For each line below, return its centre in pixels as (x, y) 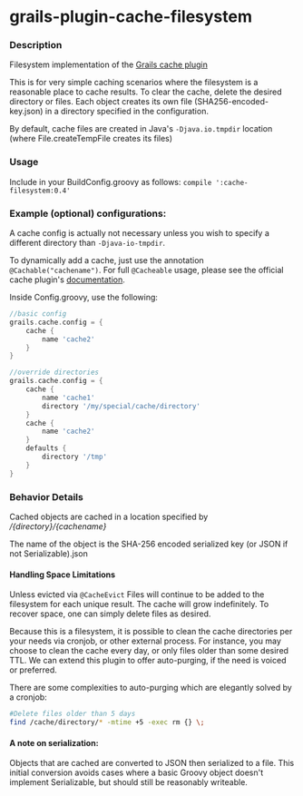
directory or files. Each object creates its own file (101, 102)
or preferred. (33, 670)
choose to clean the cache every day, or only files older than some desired (149, 651)
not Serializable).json (49, 554)
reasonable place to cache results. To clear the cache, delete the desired (146, 92)
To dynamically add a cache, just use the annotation (107, 260)
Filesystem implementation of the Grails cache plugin (109, 64)
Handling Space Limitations (63, 575)
